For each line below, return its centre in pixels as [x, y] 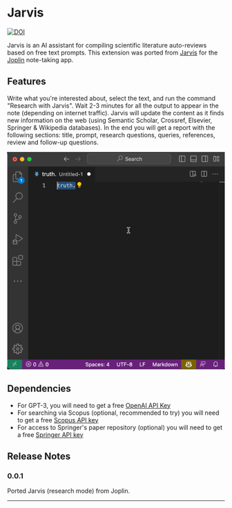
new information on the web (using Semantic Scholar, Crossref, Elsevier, [110, 120]
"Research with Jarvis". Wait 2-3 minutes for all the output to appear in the [113, 106]
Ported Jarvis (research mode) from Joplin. [69, 491]
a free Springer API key [50, 434]
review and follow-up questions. [53, 142]
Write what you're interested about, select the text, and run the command [112, 98]
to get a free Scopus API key [58, 420]
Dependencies [39, 389]
